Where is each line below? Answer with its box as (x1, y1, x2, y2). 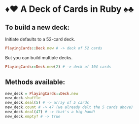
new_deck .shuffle (5, 95, 41, 101)
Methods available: (5, 78, 66, 86)
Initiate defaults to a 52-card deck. (5, 36, 75, 42)
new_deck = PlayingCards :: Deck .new (5, 91, 78, 96)
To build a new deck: (5, 23, 70, 32)
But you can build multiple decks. (5, 54, 73, 60)
